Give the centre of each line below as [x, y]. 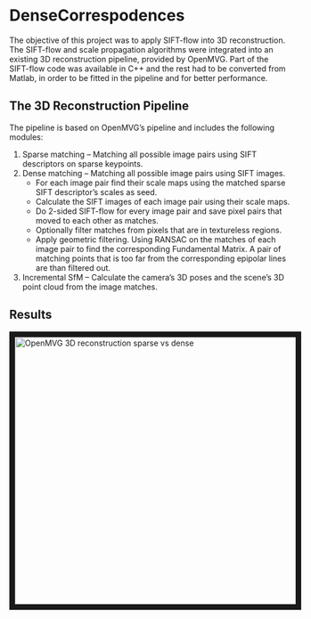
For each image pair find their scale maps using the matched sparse [160, 183]
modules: [26, 137]
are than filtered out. [73, 267]
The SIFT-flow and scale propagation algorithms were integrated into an [141, 49]
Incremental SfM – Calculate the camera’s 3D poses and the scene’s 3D [153, 277]
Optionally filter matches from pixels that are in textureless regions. [159, 230]
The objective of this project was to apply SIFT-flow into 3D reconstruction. [147, 40]
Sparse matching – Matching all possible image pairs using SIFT [139, 154]
